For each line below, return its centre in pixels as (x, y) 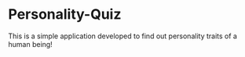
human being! (30, 44)
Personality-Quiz (65, 14)
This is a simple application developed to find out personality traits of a (123, 36)
